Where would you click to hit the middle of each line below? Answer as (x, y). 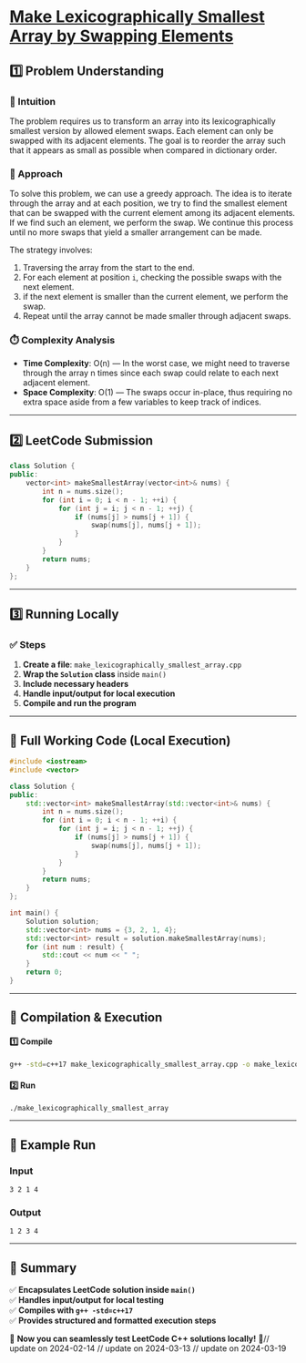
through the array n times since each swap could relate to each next (151, 373)
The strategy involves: (51, 250)
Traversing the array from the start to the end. (109, 268)
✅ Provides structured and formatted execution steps (113, 1321)
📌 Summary (43, 1268)
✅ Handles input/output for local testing (87, 1300)
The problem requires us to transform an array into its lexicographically (143, 121)
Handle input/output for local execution (99, 693)
